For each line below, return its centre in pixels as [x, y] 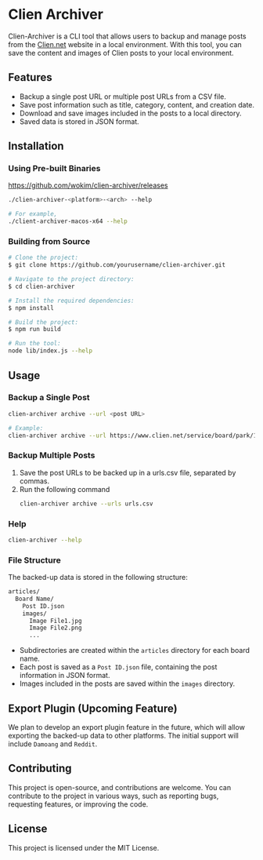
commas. [34, 481]
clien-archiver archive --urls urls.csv [86, 504]
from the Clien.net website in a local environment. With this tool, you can [125, 44]
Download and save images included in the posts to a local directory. [130, 113]
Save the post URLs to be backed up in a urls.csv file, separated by [128, 472]
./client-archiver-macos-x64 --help [68, 221]
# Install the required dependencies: [71, 301]
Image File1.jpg [55, 621]
